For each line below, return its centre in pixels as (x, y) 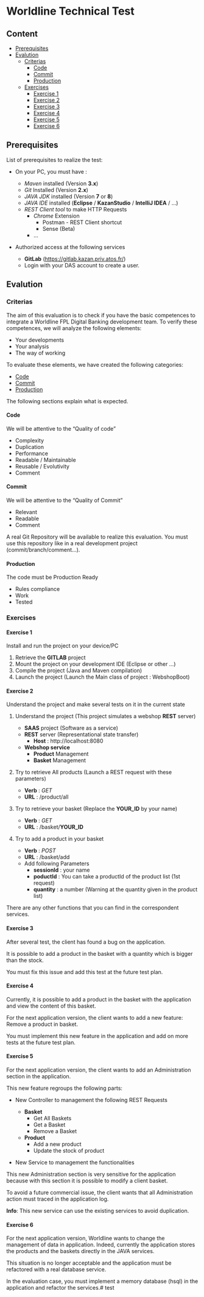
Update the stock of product (69, 1151)
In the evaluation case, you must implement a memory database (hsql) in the (102, 1281)
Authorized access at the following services (70, 247)
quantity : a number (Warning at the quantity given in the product (115, 889)
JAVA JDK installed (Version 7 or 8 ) (69, 196)
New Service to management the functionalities (75, 1162)
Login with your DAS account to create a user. (82, 265)
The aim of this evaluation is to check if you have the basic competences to (101, 315)
